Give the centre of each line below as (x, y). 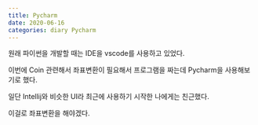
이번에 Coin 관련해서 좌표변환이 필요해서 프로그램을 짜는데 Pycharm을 (116, 70)
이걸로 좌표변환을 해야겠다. (49, 113)
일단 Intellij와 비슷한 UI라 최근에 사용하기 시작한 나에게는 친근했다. (109, 97)
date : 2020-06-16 (36, 23)
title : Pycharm (33, 15)
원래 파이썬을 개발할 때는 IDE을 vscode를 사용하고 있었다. (96, 53)
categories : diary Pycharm (52, 30)
